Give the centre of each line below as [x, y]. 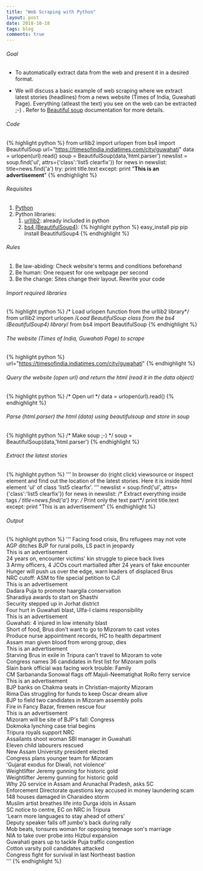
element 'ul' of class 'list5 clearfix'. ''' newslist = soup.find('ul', [84, 487]
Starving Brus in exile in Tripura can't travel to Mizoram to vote [84, 655]
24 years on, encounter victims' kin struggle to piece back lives [85, 559]
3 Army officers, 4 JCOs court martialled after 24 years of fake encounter [98, 565]
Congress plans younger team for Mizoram [60, 758]
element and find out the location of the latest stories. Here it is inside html [99, 481]
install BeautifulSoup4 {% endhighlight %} [77, 233]
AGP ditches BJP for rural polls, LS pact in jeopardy [70, 546]
